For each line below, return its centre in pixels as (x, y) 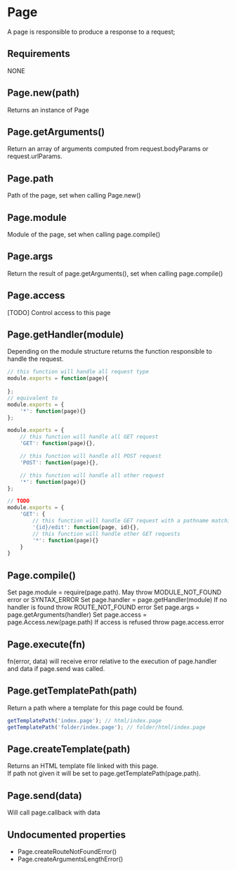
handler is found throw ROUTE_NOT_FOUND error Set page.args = (104, 607)
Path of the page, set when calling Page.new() (74, 196)
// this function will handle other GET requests (106, 534)
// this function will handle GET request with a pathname (121, 521)
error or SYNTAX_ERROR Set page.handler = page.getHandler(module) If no (117, 600)
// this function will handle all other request (92, 475)
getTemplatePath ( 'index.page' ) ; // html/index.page (84, 721)
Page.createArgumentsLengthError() (70, 859)
